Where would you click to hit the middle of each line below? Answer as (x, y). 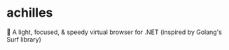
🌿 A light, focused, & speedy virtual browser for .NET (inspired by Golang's (114, 32)
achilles (30, 13)
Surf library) (24, 39)
